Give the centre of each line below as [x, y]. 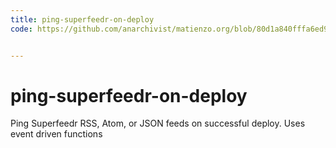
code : [21, 29]
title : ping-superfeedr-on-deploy [82, 19]
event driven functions [56, 134]
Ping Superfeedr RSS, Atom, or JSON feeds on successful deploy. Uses [158, 123]
